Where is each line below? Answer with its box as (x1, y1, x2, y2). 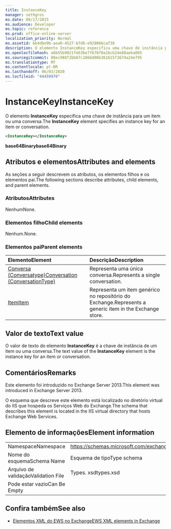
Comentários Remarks (5, 368, 76, 377)
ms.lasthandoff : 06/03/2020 (5, 69, 65, 75)
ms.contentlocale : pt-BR (5, 64, 58, 69)
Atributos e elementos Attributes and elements (5, 158, 156, 166)
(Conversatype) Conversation (8, 272, 78, 279)
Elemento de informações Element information (5, 428, 155, 437)
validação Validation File (8, 472, 65, 479)
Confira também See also (5, 504, 85, 513)
